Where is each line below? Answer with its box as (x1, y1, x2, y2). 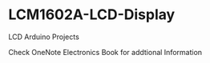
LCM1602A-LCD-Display (8, 6, 176, 24)
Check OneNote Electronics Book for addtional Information (8, 47, 203, 57)
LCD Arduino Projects (8, 32, 80, 41)
